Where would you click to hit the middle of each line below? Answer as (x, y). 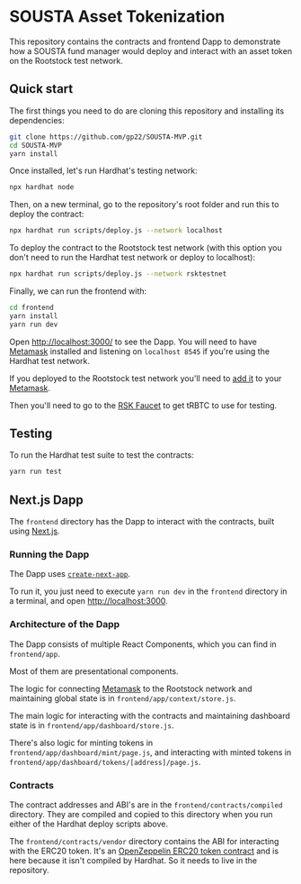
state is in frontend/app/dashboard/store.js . (92, 725)
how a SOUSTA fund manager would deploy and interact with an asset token (151, 50)
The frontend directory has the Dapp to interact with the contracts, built (142, 522)
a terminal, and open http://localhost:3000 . (89, 601)
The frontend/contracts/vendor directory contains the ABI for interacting (144, 842)
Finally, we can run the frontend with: (78, 291)
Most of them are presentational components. (94, 671)
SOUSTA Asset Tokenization (117, 17)
